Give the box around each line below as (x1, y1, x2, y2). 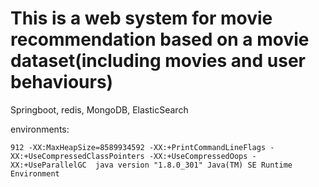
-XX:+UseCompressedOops (148, 151, 248, 161)
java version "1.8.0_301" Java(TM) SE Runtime (95, 160, 293, 170)
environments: (10, 123, 70, 135)
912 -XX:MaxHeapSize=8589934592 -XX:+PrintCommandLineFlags (10, 142, 267, 152)
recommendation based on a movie (10, 28, 310, 51)
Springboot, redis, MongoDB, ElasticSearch (10, 103, 189, 116)
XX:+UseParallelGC (10, 160, 87, 170)
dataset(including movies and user (10, 50, 306, 72)
